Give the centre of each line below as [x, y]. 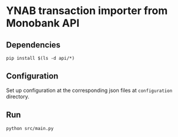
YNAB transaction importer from [87, 11]
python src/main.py [30, 128]
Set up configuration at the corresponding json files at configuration [89, 90]
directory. [18, 96]
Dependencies [33, 45]
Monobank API [43, 23]
